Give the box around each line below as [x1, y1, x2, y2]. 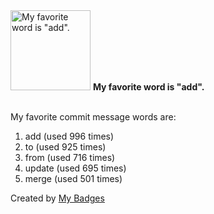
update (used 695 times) [24, 162, 127, 174]
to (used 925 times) [24, 141, 107, 153]
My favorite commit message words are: [10, 111, 177, 123]
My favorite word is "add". [92, 81, 205, 93]
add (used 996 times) [24, 130, 115, 142]
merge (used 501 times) [24, 173, 123, 184]
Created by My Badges [10, 192, 105, 204]
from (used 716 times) [24, 152, 116, 163]
